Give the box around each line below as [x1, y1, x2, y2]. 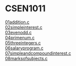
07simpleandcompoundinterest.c [5, 50, 72, 56]
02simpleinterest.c [5, 24, 43, 30]
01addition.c [5, 19, 30, 25]
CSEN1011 [5, 3, 46, 14]
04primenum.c [5, 35, 35, 41]
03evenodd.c [5, 29, 32, 35]
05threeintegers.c [5, 40, 41, 45]
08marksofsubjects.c [5, 55, 48, 61]
